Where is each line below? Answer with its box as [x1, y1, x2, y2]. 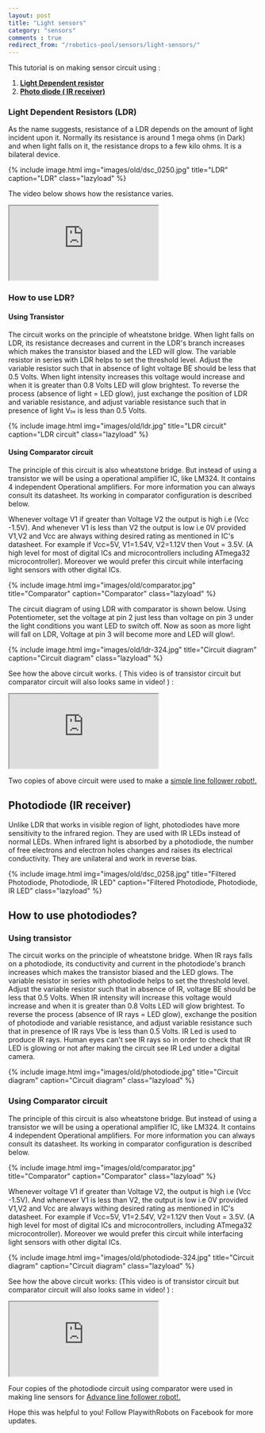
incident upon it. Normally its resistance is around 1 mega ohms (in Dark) [8, 133, 246, 143]
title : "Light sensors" [8, 19, 87, 27]
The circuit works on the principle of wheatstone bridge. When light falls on [8, 329, 255, 339]
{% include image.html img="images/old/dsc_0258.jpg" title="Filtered [8, 869, 236, 878]
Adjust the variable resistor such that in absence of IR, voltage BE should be [8, 984, 256, 994]
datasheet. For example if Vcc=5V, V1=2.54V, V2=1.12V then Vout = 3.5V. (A [8, 1212, 255, 1221]
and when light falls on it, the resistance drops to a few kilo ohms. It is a [8, 141, 242, 151]
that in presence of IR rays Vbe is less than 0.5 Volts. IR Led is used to [8, 1027, 236, 1036]
